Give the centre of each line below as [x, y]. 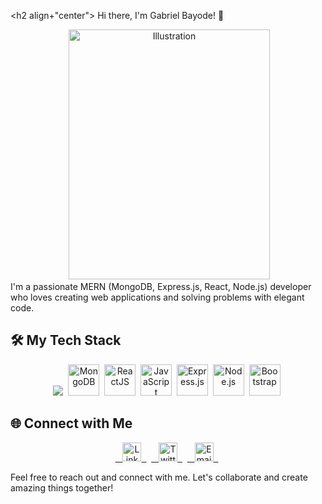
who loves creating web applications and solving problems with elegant [157, 297]
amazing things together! [62, 487]
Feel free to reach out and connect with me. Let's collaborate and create [159, 477]
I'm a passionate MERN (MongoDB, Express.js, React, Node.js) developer [161, 286]
